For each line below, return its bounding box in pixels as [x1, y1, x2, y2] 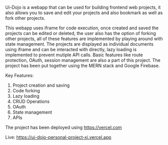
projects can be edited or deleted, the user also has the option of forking [5, 30, 156, 36]
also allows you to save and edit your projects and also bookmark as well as [5, 10, 163, 16]
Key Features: [5, 72, 34, 78]
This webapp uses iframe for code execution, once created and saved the [5, 25, 159, 31]
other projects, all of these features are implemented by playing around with [5, 35, 163, 42]
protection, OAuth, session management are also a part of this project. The [5, 57, 160, 63]
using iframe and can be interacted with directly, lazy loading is [5, 47, 137, 52]
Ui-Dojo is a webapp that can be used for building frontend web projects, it [5, 5, 161, 10]
